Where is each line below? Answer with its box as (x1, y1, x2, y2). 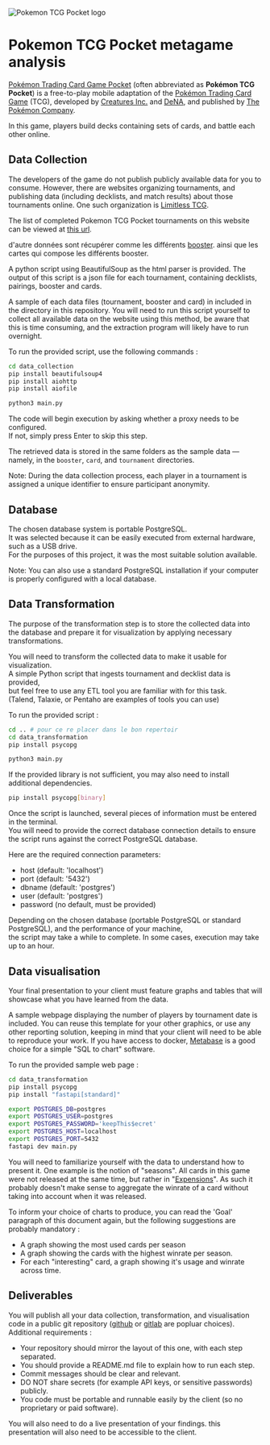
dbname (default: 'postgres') (19, 883, 115, 893)
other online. (8, 129, 51, 139)
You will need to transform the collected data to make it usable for (8, 652, 227, 661)
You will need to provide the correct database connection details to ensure (8, 826, 256, 835)
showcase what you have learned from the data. (8, 994, 169, 1004)
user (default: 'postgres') (19, 891, 103, 901)
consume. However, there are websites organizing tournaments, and (8, 182, 235, 193)
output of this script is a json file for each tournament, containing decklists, (8, 273, 258, 282)
